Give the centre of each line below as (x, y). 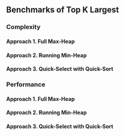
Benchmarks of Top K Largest (63, 10)
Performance (26, 85)
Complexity (23, 27)
